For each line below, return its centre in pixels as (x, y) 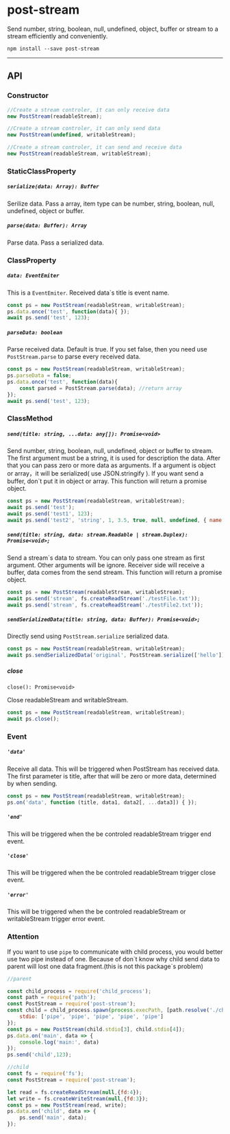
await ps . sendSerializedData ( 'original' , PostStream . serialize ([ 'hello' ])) (117, 655)
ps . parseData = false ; (39, 375)
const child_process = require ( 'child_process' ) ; (79, 991)
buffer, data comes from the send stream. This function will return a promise (115, 572)
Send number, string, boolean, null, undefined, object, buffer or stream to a (113, 29)
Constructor (28, 96)
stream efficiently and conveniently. (57, 36)
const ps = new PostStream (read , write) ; (67, 1105)
